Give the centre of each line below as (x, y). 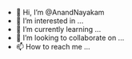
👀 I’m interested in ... (50, 21)
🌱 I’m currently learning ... (58, 29)
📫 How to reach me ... (53, 47)
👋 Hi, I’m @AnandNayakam (60, 12)
